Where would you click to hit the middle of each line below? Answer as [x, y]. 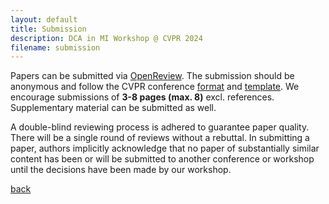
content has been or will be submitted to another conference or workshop [162, 159]
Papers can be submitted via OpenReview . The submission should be [152, 76]
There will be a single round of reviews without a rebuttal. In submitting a [160, 138]
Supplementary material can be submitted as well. [113, 108]
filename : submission [55, 47]
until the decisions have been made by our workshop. [121, 170]
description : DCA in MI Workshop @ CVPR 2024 [106, 38]
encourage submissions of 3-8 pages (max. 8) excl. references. [142, 97]
